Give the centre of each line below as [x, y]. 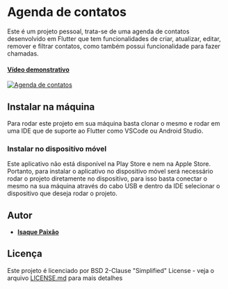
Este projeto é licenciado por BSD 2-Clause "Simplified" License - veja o [111, 270]
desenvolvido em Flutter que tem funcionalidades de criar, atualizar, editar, [114, 38]
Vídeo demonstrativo [38, 69]
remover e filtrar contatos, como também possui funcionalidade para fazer [114, 46]
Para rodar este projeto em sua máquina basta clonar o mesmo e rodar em [114, 123]
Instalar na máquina [51, 107]
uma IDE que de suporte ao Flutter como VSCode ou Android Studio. [105, 131]
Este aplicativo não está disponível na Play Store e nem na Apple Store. [109, 164]
